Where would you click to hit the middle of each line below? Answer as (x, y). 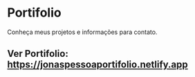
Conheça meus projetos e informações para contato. (82, 32)
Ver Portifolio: (38, 54)
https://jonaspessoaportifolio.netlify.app (98, 65)
